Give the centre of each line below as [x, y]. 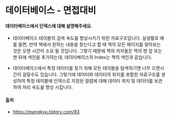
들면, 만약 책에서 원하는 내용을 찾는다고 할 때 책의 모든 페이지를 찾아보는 [90, 44]
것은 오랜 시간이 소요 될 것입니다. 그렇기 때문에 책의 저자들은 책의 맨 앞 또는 [87, 51]
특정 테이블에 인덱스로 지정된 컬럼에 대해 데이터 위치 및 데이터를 [90, 81]
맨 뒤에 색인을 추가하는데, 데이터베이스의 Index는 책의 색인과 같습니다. [82, 57]
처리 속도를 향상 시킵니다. [47, 87]
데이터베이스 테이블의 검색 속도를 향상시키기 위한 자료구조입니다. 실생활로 [86, 38]
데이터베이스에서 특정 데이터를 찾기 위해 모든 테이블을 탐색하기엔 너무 [81, 68]
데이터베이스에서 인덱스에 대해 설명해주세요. [49, 26]
